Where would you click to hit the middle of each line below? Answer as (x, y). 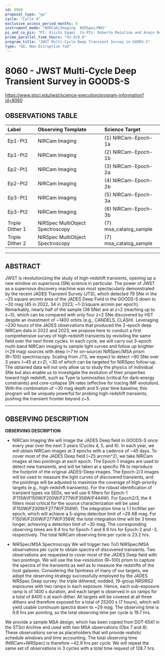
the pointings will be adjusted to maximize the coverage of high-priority (84, 482)
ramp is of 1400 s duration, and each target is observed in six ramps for (84, 591)
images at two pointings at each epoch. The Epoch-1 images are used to (85, 461)
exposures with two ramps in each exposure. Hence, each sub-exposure (86, 586)
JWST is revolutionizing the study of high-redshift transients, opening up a (81, 278)
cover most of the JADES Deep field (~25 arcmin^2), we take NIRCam (82, 456)
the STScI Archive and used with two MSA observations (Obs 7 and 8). (77, 627)
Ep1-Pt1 (18, 141)
